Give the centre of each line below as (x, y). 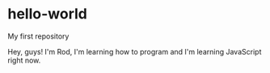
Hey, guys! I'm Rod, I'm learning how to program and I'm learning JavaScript (135, 51)
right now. (24, 60)
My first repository (38, 36)
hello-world (48, 14)
